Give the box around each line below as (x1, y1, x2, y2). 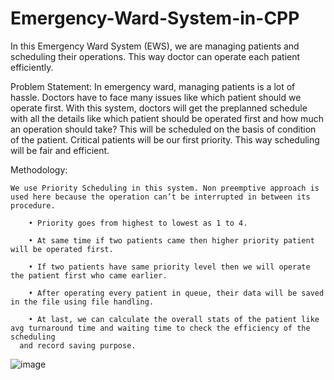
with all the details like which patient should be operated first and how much (10, 112, 324, 124)
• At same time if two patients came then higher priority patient (28, 235, 315, 246)
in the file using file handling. (10, 297, 155, 307)
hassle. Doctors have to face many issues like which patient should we (10, 91, 302, 103)
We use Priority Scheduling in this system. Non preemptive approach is (10, 183, 320, 193)
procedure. (10, 200, 56, 211)
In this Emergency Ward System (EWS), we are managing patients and (10, 40, 300, 52)
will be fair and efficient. (10, 144, 110, 156)
